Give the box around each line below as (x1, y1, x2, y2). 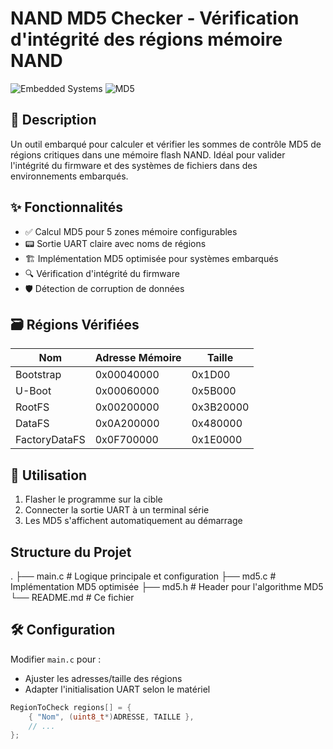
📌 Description (10, 112, 97, 129)
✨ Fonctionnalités (10, 199, 124, 216)
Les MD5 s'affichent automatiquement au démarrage (24, 515, 243, 527)
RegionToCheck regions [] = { (10, 702, 132, 712)
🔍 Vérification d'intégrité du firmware (24, 267, 180, 279)
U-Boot (15, 384, 52, 398)
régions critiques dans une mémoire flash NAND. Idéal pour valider (10, 148, 286, 161)
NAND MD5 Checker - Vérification (10, 7, 300, 30)
